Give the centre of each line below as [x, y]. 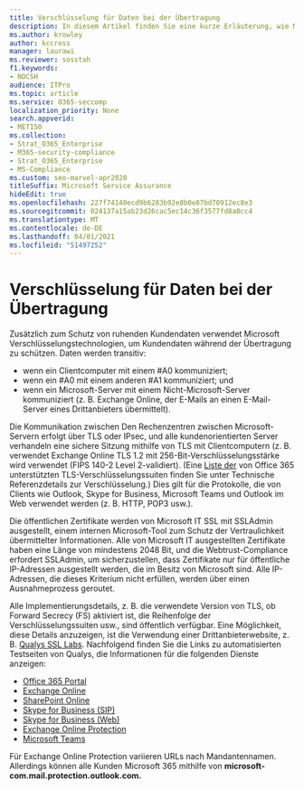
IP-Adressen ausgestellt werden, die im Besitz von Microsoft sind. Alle [140, 569]
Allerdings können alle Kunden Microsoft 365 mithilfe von [116, 766]
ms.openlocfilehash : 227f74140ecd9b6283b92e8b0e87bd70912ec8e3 [131, 203]
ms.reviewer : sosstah [50, 60]
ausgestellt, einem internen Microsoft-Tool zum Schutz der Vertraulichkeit [147, 531]
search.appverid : [42, 119]
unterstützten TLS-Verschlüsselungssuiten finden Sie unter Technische [142, 475]
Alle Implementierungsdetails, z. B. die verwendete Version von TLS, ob [142, 606]
